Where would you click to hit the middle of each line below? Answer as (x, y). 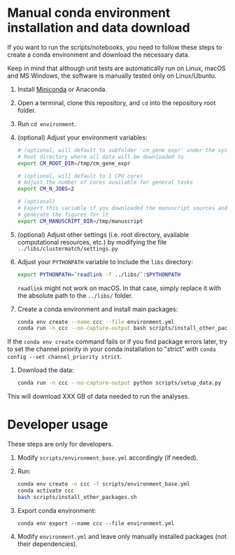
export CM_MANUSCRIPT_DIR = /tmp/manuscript (80, 221)
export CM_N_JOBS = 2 (46, 189)
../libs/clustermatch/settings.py (67, 249)
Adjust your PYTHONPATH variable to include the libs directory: (105, 261)
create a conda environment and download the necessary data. (99, 55)
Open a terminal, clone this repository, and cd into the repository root (116, 102)
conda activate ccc (46, 491)
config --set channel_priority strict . (65, 357)
